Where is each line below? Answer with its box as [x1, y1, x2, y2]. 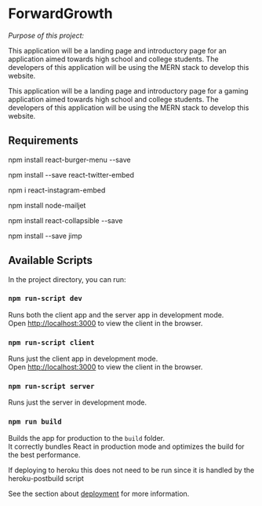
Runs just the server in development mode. [8, 398, 147, 407]
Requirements [8, 134, 78, 148]
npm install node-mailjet [8, 200, 86, 210]
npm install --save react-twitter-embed [8, 170, 135, 179]
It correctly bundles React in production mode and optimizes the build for [8, 442, 245, 451]
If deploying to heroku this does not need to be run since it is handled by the [8, 465, 255, 475]
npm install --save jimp [8, 231, 82, 240]
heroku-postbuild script [8, 473, 85, 483]
